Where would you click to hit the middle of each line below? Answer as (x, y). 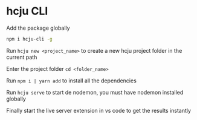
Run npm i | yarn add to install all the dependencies (72, 81)
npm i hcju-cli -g (29, 39)
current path (22, 57)
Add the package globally (38, 28)
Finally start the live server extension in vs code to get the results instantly (99, 110)
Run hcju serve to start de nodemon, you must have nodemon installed (95, 92)
